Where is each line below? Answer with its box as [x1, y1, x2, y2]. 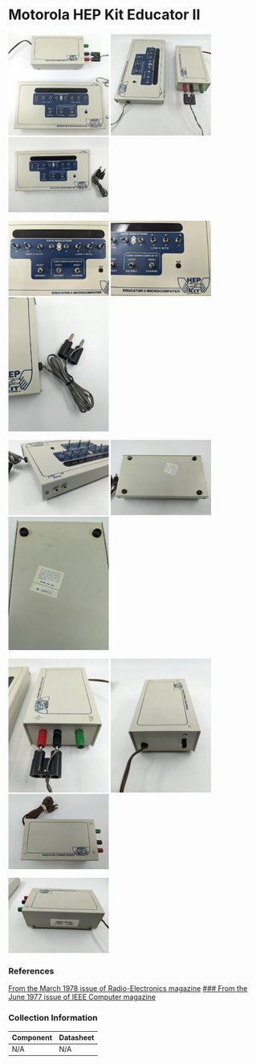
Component [11, 1033, 53, 1042]
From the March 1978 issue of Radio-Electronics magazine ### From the [8, 984, 248, 993]
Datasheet [59, 1033, 95, 1042]
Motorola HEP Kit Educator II [8, 6, 201, 24]
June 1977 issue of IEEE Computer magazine [8, 993, 156, 1002]
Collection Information [8, 1013, 98, 1024]
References [8, 965, 55, 977]
